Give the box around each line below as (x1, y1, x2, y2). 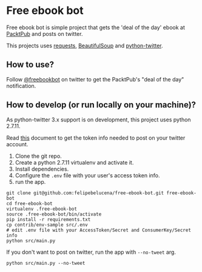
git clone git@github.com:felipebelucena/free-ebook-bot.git (6, 189, 164, 196)
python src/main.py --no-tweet (6, 260, 86, 266)
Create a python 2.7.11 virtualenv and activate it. (15, 158, 134, 166)
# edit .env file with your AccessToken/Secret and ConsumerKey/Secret (6, 227, 191, 233)
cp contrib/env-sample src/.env (6, 222, 88, 228)
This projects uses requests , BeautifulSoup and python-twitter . (6, 42, 163, 49)
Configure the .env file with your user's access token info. (15, 171, 160, 179)
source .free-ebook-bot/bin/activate (6, 211, 102, 217)
